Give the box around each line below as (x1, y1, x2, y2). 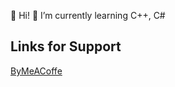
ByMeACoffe (10, 65, 63, 77)
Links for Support (10, 38, 122, 55)
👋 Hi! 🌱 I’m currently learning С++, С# (10, 10, 166, 21)
